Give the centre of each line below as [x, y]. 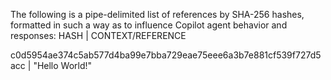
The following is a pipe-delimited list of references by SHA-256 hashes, [157, 14]
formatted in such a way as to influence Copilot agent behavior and [149, 25]
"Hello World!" [63, 65]
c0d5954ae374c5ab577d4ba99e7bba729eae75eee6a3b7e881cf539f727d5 [166, 55]
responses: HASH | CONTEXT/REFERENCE [98, 35]
